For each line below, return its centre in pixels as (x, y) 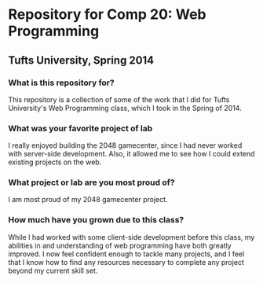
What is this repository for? (62, 83)
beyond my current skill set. (53, 270)
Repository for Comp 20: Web (107, 15)
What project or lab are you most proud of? (91, 182)
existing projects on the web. (55, 162)
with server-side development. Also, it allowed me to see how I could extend (131, 154)
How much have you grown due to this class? (96, 220)
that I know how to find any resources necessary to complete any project (126, 262)
